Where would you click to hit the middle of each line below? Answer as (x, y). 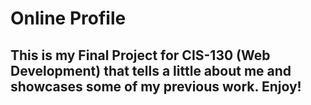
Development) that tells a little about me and (151, 70)
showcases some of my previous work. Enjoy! (156, 86)
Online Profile (68, 18)
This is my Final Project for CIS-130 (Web (140, 55)
